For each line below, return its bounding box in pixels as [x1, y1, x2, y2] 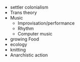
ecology [10, 41, 27, 47]
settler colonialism [10, 4, 49, 10]
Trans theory [10, 9, 37, 15]
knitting [10, 47, 26, 52]
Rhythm [17, 25, 34, 31]
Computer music [17, 31, 53, 36]
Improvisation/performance [17, 20, 75, 26]
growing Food [10, 36, 39, 42]
